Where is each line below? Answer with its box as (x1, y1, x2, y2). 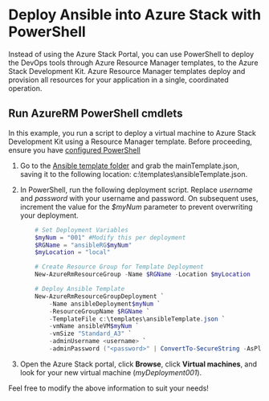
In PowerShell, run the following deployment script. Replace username (19, 185, 253, 194)
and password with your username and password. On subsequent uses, (19, 193, 259, 203)
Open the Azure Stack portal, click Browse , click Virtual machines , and (19, 359, 258, 369)
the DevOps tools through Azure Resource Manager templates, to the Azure (8, 58, 259, 68)
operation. (8, 83, 43, 93)
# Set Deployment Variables (35, 226, 128, 234)
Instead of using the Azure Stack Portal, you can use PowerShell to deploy (8, 49, 255, 59)
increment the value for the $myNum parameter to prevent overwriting (19, 202, 253, 211)
